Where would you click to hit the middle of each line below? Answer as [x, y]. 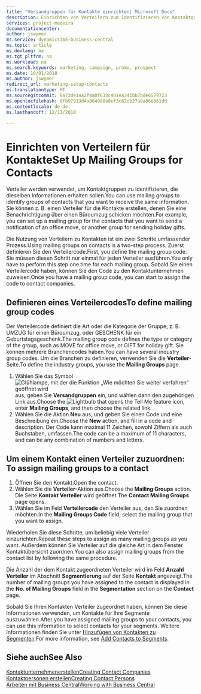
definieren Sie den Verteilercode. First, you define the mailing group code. [97, 252]
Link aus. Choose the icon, [100, 402]
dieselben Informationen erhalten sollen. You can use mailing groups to [93, 196]
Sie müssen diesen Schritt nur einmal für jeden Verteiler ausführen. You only [100, 258]
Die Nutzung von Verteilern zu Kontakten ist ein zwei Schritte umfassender [98, 239]
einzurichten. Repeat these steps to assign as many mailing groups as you [97, 539]
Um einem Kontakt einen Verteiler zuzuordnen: [96, 459]
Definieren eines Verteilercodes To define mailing [99, 303]
